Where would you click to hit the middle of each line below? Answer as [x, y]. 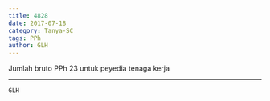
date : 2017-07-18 [37, 23]
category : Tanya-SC [41, 30]
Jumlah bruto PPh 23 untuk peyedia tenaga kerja [89, 68]
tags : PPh [25, 38]
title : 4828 [28, 16]
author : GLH [28, 46]
